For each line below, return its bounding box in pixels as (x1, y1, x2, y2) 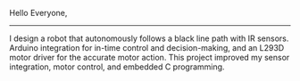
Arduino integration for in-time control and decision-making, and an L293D (9, 43, 285, 53)
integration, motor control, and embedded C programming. (9, 61, 225, 72)
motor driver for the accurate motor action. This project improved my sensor (9, 53, 290, 62)
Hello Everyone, (9, 8, 68, 18)
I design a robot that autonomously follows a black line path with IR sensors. (9, 33, 289, 44)
